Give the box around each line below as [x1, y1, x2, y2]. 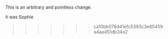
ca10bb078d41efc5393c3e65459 [93, 23, 163, 29]
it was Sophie [5, 14, 34, 19]
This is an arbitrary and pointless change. [5, 4, 92, 10]
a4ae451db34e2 [93, 29, 128, 34]
